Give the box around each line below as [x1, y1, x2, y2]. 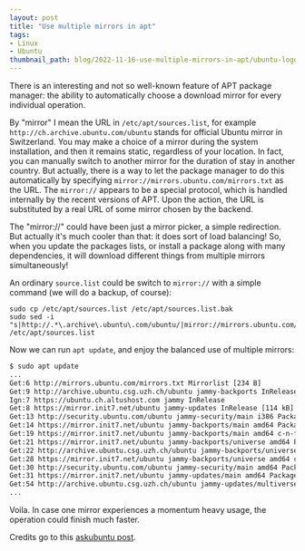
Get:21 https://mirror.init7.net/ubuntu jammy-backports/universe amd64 [9, 437, 290, 447]
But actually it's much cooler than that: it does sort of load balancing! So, [9, 231, 281, 241]
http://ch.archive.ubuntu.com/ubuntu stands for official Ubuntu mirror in [9, 127, 283, 137]
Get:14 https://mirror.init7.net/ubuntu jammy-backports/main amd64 [9, 420, 274, 430]
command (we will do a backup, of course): [9, 287, 172, 297]
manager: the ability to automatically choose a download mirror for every [9, 90, 282, 101]
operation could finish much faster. [9, 514, 141, 525]
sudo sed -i [9, 313, 54, 322]
